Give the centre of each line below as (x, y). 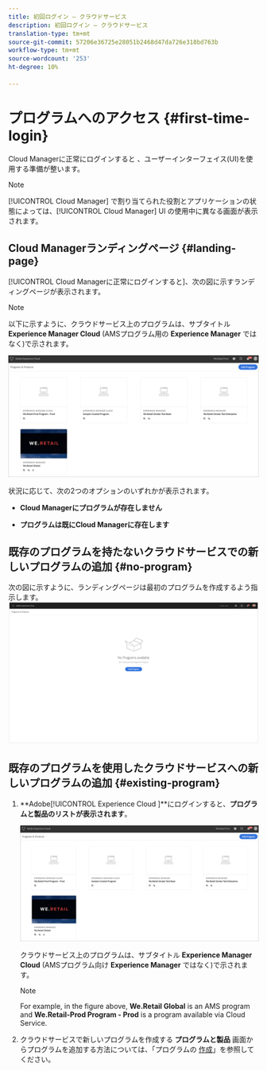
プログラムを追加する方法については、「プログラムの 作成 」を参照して (140, 1050)
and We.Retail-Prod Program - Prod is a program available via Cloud (132, 1015)
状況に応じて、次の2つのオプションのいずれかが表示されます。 (111, 491)
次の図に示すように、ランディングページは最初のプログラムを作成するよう (130, 588)
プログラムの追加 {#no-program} (111, 567)
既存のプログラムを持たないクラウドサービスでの (128, 552)
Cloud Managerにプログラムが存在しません (91, 507)
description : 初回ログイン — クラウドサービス (78, 25)
